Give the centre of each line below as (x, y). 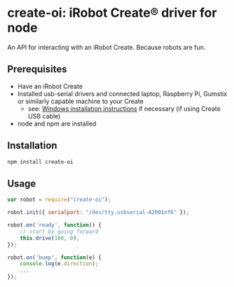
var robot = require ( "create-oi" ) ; (59, 200)
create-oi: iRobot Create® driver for (112, 13)
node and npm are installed (57, 124)
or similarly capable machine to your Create (80, 101)
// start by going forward (59, 232)
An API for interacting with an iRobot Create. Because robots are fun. (106, 47)
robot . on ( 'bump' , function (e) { (54, 258)
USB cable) (44, 116)
